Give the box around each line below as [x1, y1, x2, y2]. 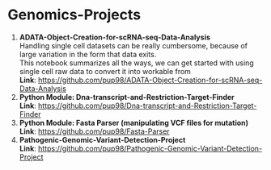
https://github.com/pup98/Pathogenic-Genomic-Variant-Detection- [38, 143, 263, 153]
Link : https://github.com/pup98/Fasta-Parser [19, 126, 171, 136]
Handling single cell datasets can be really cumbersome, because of [19, 40, 248, 50]
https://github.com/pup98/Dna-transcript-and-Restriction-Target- [38, 101, 257, 110]
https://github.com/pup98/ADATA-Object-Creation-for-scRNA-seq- [38, 75, 263, 85]
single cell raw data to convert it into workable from [19, 66, 192, 76]
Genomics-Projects [7, 6, 142, 24]
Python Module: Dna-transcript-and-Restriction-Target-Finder [19, 92, 235, 102]
